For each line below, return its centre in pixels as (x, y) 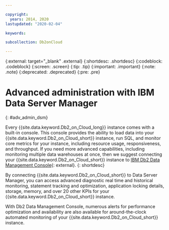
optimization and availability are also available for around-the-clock (76, 212)
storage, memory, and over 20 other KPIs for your (57, 191)
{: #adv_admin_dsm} (27, 118)
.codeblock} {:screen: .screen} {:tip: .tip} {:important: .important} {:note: (81, 67)
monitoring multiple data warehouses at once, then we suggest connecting (84, 154)
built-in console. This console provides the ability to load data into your (80, 133)
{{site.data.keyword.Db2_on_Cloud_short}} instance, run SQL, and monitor (83, 138)
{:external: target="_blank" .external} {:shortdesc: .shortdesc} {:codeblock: (84, 61)
